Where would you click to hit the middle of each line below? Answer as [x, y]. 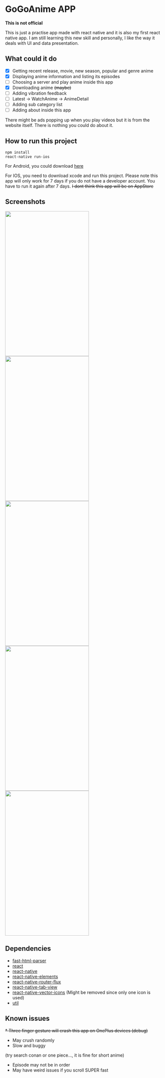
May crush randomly [33, 1040]
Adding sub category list [37, 104]
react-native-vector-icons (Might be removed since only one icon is [81, 992]
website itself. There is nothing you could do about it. [59, 125]
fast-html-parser [29, 961]
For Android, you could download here [44, 166]
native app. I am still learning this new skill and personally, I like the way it [80, 38]
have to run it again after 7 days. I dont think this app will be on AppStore [79, 186]
